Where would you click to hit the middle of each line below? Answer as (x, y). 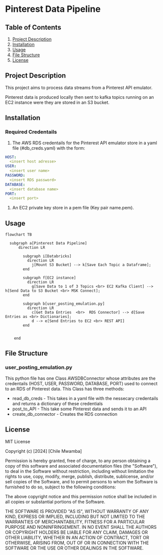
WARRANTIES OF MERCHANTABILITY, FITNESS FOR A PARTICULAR (75, 521)
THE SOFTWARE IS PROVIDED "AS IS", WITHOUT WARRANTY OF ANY (77, 511)
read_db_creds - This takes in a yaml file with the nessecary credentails (85, 398)
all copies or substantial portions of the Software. (55, 502)
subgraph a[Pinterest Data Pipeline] (48, 243)
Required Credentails (31, 132)
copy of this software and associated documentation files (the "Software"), (81, 466)
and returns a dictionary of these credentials (57, 403)
